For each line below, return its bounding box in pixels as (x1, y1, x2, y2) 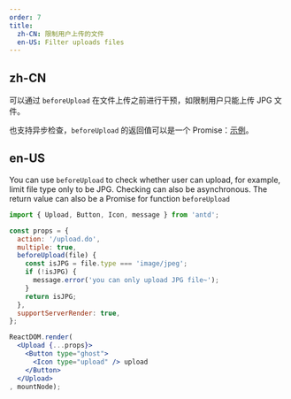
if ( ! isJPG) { (25, 267, 77, 277)
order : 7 (9, 12, 42, 22)
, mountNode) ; (9, 382, 62, 391)
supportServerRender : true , (17, 309, 121, 318)
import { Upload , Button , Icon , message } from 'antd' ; (9, 210, 219, 219)
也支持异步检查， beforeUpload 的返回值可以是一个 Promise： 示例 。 (9, 125, 254, 135)
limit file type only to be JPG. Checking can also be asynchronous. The (9, 183, 268, 195)
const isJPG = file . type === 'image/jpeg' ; (25, 259, 188, 268)
